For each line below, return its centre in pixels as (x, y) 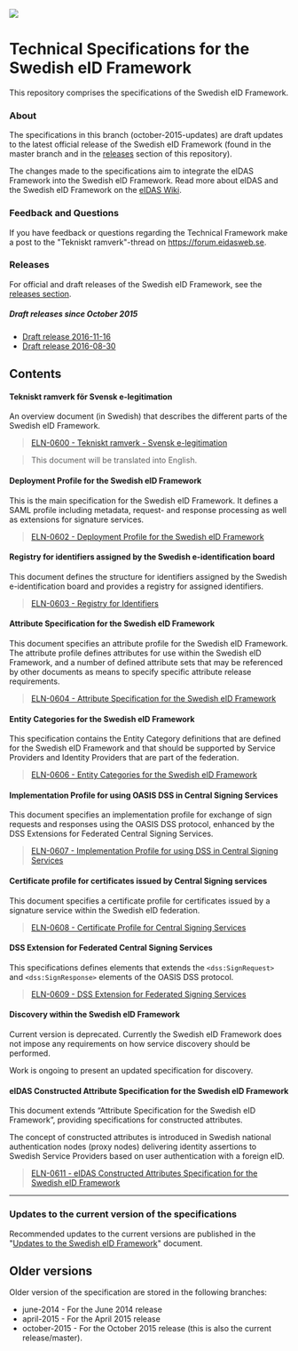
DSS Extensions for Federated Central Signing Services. (111, 834)
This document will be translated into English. (114, 460)
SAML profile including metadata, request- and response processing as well (148, 510)
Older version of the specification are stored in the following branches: (138, 1292)
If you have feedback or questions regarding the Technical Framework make (149, 232)
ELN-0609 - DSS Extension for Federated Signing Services (138, 994)
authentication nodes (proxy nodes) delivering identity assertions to (133, 1146)
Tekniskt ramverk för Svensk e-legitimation (91, 397)
